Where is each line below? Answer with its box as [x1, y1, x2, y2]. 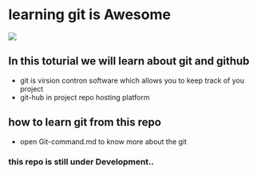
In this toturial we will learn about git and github [8, 54, 250, 68]
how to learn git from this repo [8, 115, 162, 129]
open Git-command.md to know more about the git [19, 137, 188, 146]
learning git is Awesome [8, 6, 172, 24]
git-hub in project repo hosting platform [19, 92, 150, 102]
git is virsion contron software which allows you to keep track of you [19, 76, 245, 85]
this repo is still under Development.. [8, 157, 154, 168]
